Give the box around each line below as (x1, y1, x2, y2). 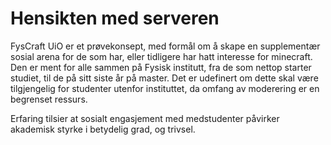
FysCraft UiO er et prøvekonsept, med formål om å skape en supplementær (10, 40, 321, 52)
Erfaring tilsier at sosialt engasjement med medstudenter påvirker (10, 112, 280, 124)
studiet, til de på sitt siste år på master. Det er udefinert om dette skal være (10, 72, 319, 84)
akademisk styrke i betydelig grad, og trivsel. (10, 123, 196, 135)
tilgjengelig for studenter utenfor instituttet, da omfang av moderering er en (10, 82, 320, 94)
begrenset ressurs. (10, 93, 88, 105)
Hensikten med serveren (10, 7, 220, 30)
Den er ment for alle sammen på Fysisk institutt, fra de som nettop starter (10, 61, 312, 73)
